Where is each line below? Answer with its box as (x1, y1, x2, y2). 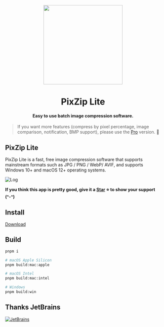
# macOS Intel (5, 271, 35, 276)
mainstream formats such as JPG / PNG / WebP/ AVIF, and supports (5, 162, 143, 168)
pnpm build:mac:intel (5, 276, 50, 281)
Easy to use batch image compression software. (32, 112, 134, 118)
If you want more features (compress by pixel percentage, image (17, 124, 149, 130)
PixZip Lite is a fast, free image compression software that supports (5, 157, 143, 163)
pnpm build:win (5, 289, 37, 294)
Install (5, 208, 25, 217)
